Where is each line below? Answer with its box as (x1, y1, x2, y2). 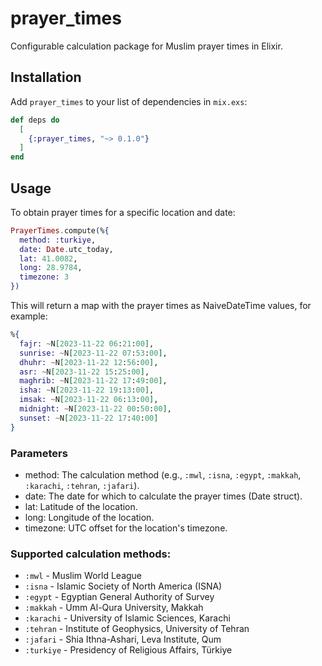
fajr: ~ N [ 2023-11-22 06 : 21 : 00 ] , (19, 338, 155, 349)
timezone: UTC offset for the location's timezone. (24, 522, 228, 534)
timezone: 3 (19, 272, 70, 282)
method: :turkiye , (19, 235, 97, 245)
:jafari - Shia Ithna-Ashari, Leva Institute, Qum (24, 633, 222, 646)
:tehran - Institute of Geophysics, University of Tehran (24, 623, 250, 635)
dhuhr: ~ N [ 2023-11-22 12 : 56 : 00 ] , (19, 357, 159, 367)
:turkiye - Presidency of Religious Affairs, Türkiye (24, 644, 233, 656)
